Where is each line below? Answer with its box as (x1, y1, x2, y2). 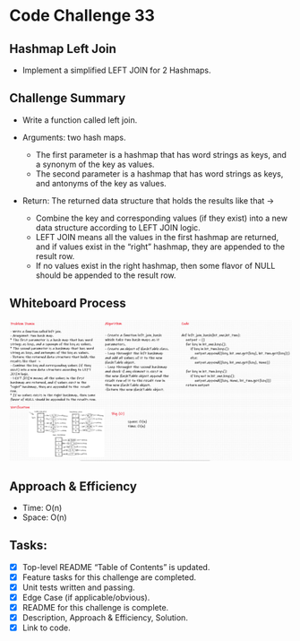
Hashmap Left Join (9, 41, 116, 56)
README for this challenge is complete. (21, 602, 169, 612)
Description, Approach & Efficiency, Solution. (21, 612, 188, 623)
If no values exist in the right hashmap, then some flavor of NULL (35, 260, 276, 271)
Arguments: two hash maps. (21, 132, 127, 143)
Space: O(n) (21, 512, 67, 523)
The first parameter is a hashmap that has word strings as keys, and (35, 149, 287, 160)
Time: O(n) (21, 502, 63, 513)
